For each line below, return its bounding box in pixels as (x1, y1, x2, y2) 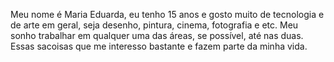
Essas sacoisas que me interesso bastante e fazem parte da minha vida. (10, 40, 308, 52)
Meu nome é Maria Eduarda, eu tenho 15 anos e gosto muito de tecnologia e (10, 9, 325, 20)
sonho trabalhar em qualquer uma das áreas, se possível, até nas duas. (10, 30, 304, 41)
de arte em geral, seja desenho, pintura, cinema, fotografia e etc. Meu (10, 19, 299, 31)
